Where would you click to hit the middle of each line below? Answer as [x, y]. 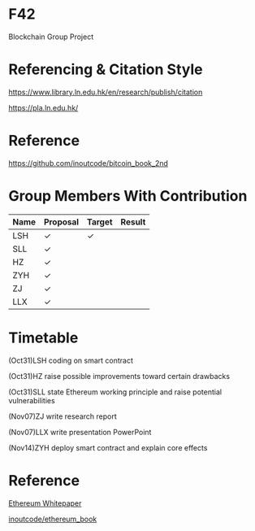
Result [133, 222]
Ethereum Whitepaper [45, 503]
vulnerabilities [32, 400]
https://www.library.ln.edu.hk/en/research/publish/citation [106, 92]
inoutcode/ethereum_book [53, 519]
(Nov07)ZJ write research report [63, 416]
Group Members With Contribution [128, 196]
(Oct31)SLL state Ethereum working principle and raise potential [115, 392]
